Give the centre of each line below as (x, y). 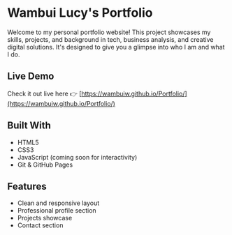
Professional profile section (57, 211)
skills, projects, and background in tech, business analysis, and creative (110, 39)
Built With (29, 126)
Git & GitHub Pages (45, 165)
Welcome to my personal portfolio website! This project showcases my (109, 32)
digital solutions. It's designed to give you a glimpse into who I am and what (116, 47)
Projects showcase (45, 218)
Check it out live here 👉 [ (44, 93)
